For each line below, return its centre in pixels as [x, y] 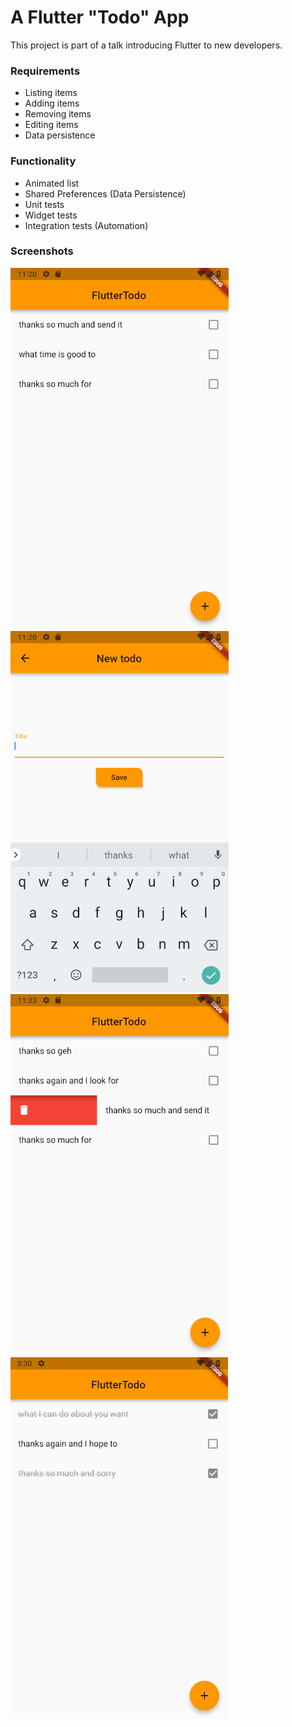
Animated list [52, 183]
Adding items [52, 103]
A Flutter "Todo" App [100, 17]
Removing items [58, 114]
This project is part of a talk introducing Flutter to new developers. [146, 45]
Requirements [45, 71]
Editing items [51, 125]
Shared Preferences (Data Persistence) [105, 193]
